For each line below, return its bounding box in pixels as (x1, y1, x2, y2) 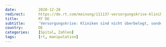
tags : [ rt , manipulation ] (5, 35, 79, 40)
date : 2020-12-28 (5, 7, 61, 12)
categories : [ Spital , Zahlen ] (5, 30, 74, 35)
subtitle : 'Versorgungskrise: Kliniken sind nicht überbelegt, (5, 21, 149, 26)
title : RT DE (5, 16, 50, 21)
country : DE (5, 25, 43, 30)
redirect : (5, 12, 26, 17)
